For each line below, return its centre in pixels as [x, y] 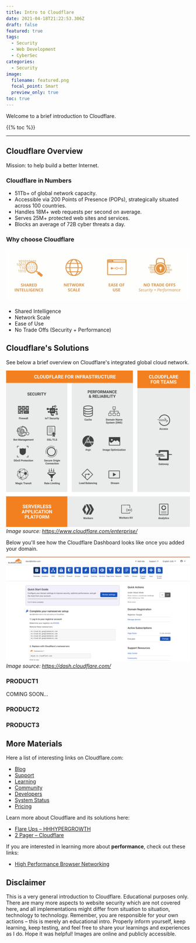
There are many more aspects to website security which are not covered [93, 903]
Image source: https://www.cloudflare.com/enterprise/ [72, 531]
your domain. [22, 549]
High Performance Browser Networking [62, 864]
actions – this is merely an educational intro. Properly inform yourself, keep [96, 921]
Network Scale [32, 317]
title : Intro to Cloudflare [40, 12]
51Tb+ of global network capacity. [56, 193]
